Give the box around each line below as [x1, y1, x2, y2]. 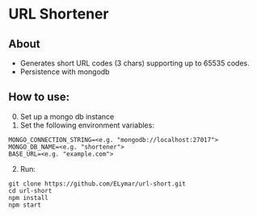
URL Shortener [8, 5, 109, 23]
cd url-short [8, 186, 53, 194]
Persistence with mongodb [19, 67, 110, 77]
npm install [8, 194, 48, 202]
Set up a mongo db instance [19, 111, 115, 121]
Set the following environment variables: [19, 120, 155, 130]
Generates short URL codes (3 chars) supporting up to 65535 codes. [19, 58, 250, 68]
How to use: [8, 90, 70, 104]
